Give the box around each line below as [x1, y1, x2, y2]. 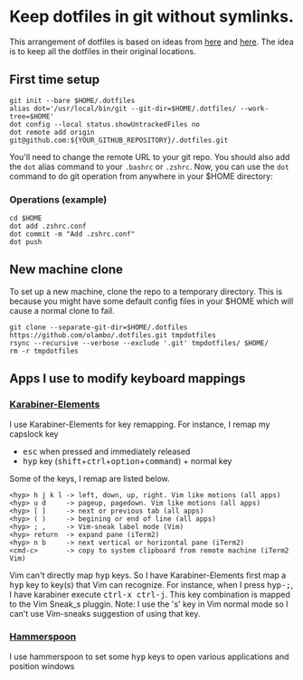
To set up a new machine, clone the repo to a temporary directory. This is [9, 286, 283, 297]
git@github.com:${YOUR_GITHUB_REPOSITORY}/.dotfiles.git [9, 136, 229, 145]
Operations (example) [9, 193, 108, 205]
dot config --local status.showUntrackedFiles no [9, 119, 201, 128]
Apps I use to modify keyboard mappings [9, 371, 246, 386]
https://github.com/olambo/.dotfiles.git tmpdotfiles [9, 330, 217, 340]
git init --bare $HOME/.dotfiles [9, 96, 136, 105]
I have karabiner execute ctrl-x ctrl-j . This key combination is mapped [9, 589, 291, 600]
